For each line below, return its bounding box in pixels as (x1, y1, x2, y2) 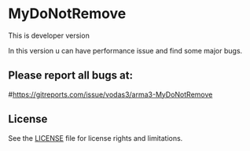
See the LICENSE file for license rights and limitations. (8, 133, 183, 142)
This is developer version (8, 31, 90, 40)
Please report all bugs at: (8, 68, 134, 83)
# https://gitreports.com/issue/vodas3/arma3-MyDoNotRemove (8, 90, 213, 99)
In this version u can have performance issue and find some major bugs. (8, 46, 243, 55)
